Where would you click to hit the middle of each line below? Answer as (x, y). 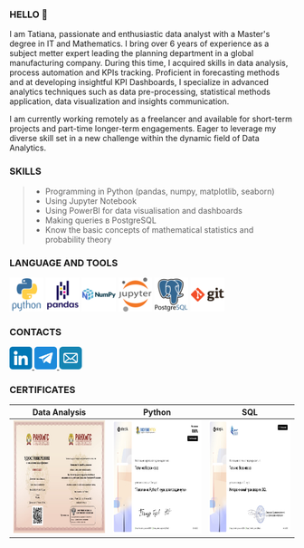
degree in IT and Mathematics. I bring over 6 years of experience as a (139, 43)
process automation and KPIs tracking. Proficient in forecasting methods (145, 72)
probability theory (78, 239)
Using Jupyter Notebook (91, 201)
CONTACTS (35, 332)
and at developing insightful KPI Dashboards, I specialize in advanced (139, 82)
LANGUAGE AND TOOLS (64, 263)
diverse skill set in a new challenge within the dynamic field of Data (134, 139)
